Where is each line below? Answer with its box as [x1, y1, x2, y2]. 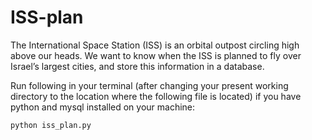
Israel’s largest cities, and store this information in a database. [10, 60, 265, 72]
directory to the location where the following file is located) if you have [10, 90, 302, 102]
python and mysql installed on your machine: [10, 101, 196, 113]
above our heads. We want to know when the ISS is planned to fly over [10, 49, 302, 61]
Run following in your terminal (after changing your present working [10, 79, 289, 91]
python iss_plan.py [10, 120, 92, 130]
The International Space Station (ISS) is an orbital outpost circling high [10, 39, 300, 51]
